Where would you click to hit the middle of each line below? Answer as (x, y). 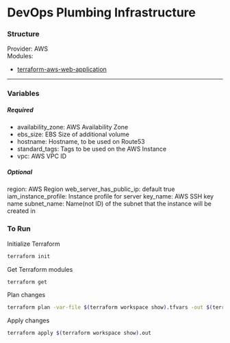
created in (21, 211)
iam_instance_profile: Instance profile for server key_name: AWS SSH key (111, 196)
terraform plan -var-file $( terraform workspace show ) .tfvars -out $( (110, 307)
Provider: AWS (27, 49)
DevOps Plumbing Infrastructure (102, 13)
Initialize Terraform (34, 244)
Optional (20, 172)
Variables (23, 94)
